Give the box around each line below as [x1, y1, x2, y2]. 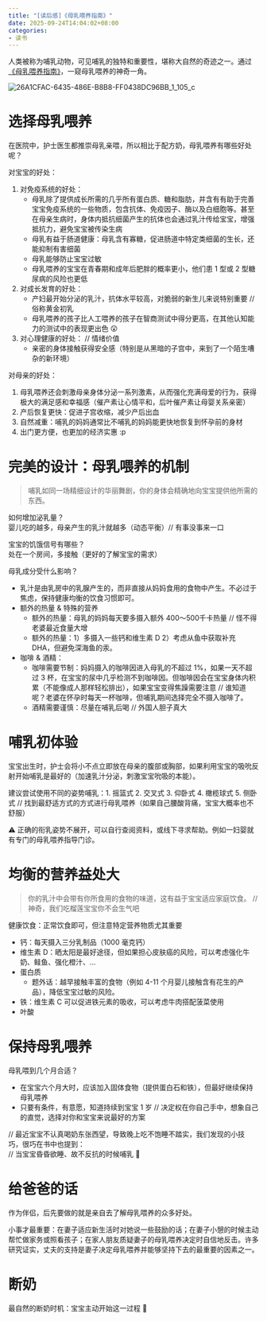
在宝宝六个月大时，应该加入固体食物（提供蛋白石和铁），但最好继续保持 [19, 1082, 253, 1092]
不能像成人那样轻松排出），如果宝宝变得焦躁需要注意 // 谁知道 [45, 683, 246, 692]
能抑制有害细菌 [31, 244, 81, 254]
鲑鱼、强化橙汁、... [33, 957, 96, 967]
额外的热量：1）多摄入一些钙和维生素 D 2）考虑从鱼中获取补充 [31, 633, 236, 643]
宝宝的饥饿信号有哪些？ [8, 540, 85, 549]
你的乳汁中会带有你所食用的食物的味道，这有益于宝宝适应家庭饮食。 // [27, 894, 258, 903]
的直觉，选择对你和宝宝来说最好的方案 [19, 1112, 145, 1122]
